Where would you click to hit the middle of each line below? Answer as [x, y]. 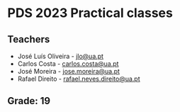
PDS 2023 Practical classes [90, 13]
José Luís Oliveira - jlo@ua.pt [61, 56]
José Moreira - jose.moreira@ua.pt [69, 71]
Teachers [29, 39]
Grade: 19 [29, 101]
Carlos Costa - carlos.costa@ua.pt [68, 64]
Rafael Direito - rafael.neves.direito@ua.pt [79, 79]
